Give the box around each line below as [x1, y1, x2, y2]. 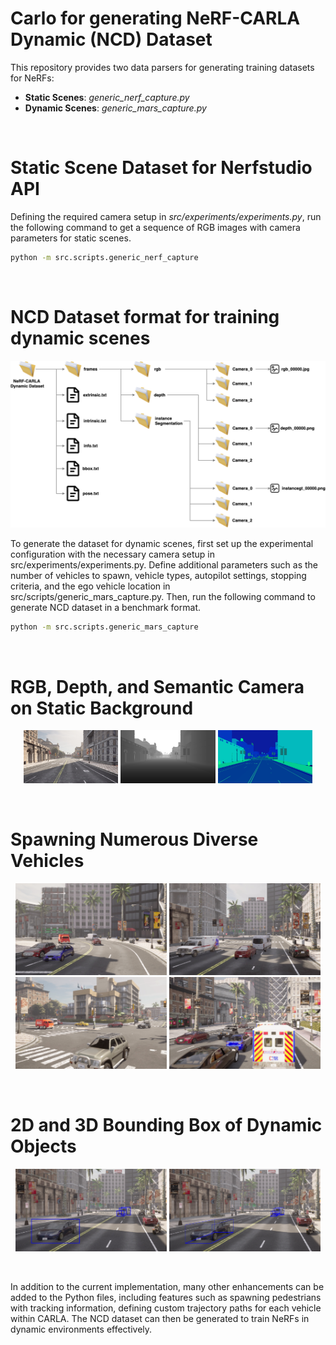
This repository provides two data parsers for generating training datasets [10, 61, 315, 73]
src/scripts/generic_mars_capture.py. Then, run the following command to [10, 591, 316, 603]
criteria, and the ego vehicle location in [10, 580, 171, 592]
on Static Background [10, 697, 194, 719]
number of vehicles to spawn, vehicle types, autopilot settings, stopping [10, 570, 307, 582]
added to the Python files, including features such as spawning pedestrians [10, 1291, 322, 1303]
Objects [10, 1135, 77, 1158]
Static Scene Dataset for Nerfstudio [10, 157, 313, 179]
